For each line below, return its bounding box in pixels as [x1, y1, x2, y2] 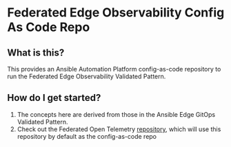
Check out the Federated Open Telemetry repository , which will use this [17, 125, 221, 133]
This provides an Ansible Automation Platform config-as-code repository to [7, 65, 221, 73]
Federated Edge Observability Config [7, 5, 225, 21]
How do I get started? [7, 92, 101, 104]
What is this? [7, 47, 65, 58]
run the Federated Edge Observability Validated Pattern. [7, 72, 166, 80]
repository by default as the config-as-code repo [17, 132, 157, 140]
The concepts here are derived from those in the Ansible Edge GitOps [17, 110, 216, 118]
